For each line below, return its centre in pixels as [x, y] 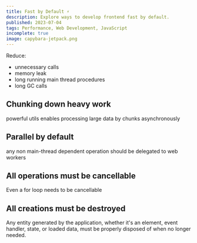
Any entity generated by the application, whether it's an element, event [92, 223]
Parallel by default [40, 137]
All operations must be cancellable [71, 176]
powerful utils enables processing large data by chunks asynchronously [93, 118]
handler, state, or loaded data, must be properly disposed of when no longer [98, 229]
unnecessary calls [37, 67]
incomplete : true [27, 34]
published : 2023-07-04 [34, 22]
